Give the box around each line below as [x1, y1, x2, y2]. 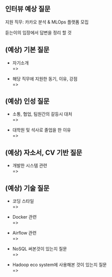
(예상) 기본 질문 [5, 45, 50, 54]
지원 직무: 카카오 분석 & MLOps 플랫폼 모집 [5, 19, 89, 25]
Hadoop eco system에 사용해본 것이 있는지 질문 [12, 262, 107, 268]
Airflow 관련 [12, 230, 37, 236]
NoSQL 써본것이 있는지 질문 [12, 246, 67, 252]
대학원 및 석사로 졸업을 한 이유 [12, 127, 71, 133]
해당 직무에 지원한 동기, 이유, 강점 [12, 75, 78, 81]
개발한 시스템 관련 [12, 163, 47, 169]
